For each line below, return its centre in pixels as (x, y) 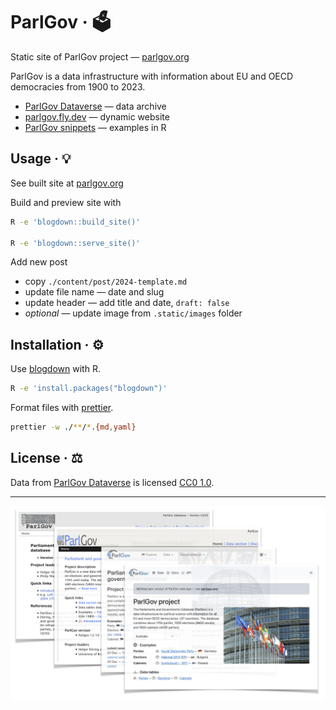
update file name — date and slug (94, 292)
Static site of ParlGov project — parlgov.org (100, 56)
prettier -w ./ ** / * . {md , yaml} (73, 427)
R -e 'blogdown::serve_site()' (75, 243)
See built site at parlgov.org (67, 183)
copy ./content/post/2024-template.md (106, 281)
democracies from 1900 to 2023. (78, 86)
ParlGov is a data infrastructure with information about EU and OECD (152, 76)
